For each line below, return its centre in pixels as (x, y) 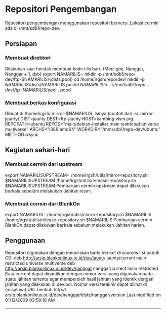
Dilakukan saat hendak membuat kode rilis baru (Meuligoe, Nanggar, (75, 68)
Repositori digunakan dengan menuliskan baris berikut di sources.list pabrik (82, 252)
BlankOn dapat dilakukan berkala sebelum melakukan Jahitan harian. (75, 225)
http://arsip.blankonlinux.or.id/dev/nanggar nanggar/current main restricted (82, 268)
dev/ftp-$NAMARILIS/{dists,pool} (39, 79)
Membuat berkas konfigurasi (41, 103)
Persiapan (21, 44)
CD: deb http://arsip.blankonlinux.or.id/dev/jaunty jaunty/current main (76, 258)
